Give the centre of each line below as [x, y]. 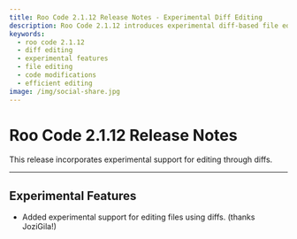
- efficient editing [55, 83]
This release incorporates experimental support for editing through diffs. [141, 159]
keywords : [27, 34]
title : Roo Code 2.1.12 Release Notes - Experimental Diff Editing [136, 17]
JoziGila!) [39, 227]
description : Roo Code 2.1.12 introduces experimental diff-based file [144, 26]
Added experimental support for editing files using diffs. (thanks [138, 217]
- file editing [45, 67]
